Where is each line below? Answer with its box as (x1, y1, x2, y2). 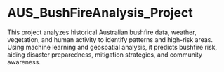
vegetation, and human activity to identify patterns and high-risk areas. (7, 35, 213, 43)
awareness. (7, 57, 41, 66)
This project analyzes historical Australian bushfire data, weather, (7, 28, 197, 36)
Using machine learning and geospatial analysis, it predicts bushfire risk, (7, 43, 218, 51)
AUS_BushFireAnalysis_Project (7, 5, 193, 21)
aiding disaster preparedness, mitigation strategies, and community (7, 50, 202, 59)
